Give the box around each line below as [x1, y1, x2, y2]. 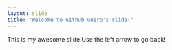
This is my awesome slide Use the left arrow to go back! [7, 35, 166, 43]
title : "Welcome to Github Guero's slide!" [7, 16, 134, 23]
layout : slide [7, 10, 48, 17]
